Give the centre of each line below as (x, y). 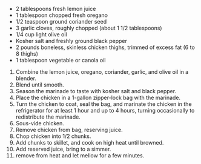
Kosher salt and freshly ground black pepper (71, 41)
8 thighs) (27, 54)
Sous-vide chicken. (40, 123)
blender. (26, 78)
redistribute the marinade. (48, 117)
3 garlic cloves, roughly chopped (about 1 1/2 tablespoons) (89, 28)
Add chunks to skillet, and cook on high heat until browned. (90, 143)
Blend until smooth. (40, 85)
